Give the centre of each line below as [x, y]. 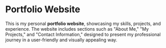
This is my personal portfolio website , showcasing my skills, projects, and [83, 23]
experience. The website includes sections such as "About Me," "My [77, 29]
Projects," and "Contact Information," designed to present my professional [83, 34]
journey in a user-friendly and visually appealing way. [61, 40]
